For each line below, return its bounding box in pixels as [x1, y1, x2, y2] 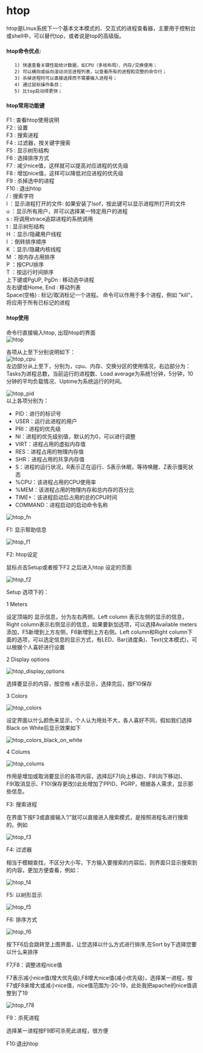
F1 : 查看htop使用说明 [6, 116, 59, 124]
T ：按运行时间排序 [6, 268, 54, 276]
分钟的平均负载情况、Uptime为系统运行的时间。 [6, 377, 125, 385]
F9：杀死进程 [6, 1014, 39, 1021]
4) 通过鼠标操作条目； [14, 82, 64, 88]
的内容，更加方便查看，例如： [6, 866, 81, 873]
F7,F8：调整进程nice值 [6, 961, 62, 968]
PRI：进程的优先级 [15, 425, 61, 432]
